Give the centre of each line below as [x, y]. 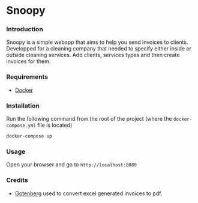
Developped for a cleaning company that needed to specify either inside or [99, 49]
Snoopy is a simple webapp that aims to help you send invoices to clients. [97, 42]
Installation [23, 106]
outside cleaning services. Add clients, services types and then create [93, 55]
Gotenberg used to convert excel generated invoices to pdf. [88, 193]
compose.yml [21, 126]
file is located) [55, 125]
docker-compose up [29, 136]
